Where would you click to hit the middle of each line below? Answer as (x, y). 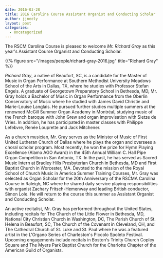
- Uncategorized (26, 32)
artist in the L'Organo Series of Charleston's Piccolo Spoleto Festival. (74, 235)
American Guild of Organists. (34, 250)
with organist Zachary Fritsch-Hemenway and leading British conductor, (77, 189)
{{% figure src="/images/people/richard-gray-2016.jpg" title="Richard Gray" (81, 61)
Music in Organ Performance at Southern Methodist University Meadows (78, 81)
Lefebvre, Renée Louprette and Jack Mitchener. (53, 127)
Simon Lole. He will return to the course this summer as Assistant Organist (80, 194)
